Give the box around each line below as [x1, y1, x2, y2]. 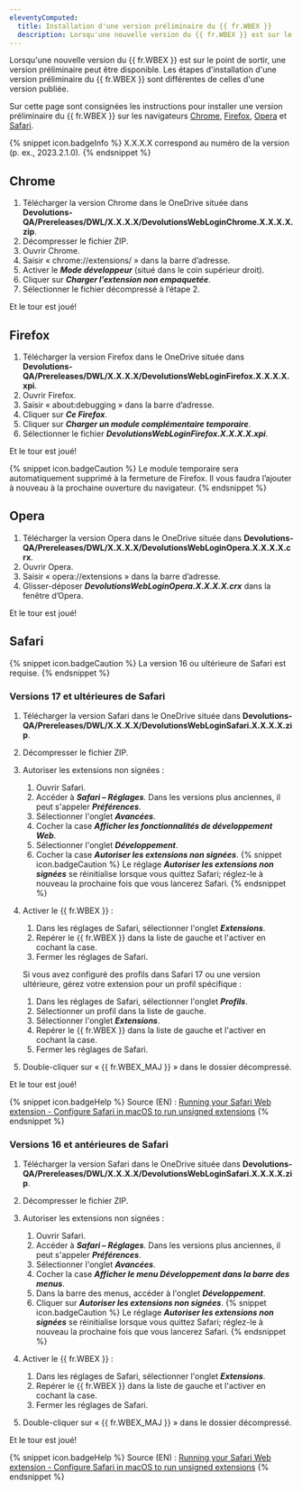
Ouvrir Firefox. [22, 390, 77, 400]
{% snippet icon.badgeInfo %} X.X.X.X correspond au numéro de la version [9, 137, 290, 149]
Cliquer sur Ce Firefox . [22, 409, 108, 420]
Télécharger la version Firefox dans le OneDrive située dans [22, 351, 245, 362]
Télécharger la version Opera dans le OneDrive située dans [22, 532, 242, 543]
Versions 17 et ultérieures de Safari [9, 690, 166, 703]
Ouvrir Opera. [22, 561, 74, 572]
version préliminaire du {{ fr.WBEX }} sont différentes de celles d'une [9, 74, 265, 85]
